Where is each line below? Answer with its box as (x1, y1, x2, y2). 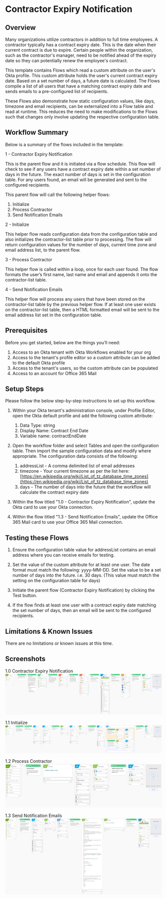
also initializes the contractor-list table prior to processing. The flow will (5, 236, 152, 242)
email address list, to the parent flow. (5, 247, 81, 253)
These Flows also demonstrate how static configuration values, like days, (5, 98, 155, 104)
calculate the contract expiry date (19, 489, 89, 496)
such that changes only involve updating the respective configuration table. (5, 114, 160, 120)
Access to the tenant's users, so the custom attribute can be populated (12, 365, 158, 371)
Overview (5, 23, 36, 32)
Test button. (12, 593, 37, 599)
